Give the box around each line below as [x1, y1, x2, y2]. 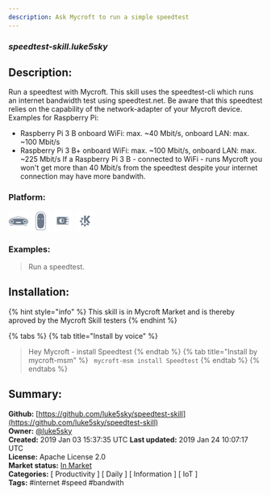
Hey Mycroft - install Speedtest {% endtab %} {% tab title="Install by [27, 346, 258, 356]
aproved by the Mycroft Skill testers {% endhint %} [8, 315, 177, 325]
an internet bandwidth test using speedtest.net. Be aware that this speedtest [8, 95, 263, 105]
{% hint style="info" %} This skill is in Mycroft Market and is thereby [8, 307, 236, 316]
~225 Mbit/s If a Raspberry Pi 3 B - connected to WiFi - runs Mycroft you [19, 154, 263, 164]
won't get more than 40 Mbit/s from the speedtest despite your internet [19, 163, 258, 173]
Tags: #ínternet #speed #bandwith [8, 477, 124, 487]
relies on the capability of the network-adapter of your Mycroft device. [8, 104, 243, 114]
